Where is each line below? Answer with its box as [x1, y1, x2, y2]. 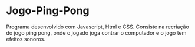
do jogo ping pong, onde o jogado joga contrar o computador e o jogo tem [6, 29, 187, 36]
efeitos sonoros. [6, 35, 45, 42]
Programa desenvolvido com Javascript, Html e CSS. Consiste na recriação [6, 23, 190, 30]
